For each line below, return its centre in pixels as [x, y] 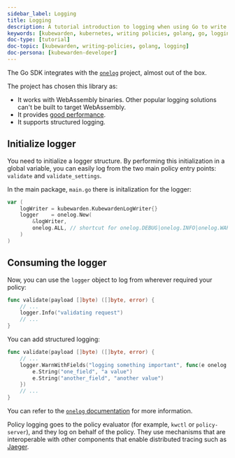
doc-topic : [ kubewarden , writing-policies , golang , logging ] [98, 46]
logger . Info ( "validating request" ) [72, 313]
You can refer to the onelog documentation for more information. [100, 411]
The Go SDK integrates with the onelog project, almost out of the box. [107, 72]
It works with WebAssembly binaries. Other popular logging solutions [117, 99]
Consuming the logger [57, 263]
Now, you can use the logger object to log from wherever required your [110, 280]
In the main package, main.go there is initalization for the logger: [99, 189]
